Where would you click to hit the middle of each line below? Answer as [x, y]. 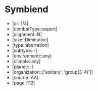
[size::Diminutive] [30, 40]
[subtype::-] [24, 50]
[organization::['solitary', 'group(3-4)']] [52, 72]
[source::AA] [25, 77]
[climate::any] [26, 61]
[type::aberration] [30, 45]
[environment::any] [32, 56]
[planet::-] [22, 67]
